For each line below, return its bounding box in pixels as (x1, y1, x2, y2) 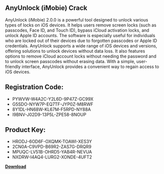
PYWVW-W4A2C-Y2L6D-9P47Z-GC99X (12, 96, 94, 102)
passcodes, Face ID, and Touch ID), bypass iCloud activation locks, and (5, 27, 149, 33)
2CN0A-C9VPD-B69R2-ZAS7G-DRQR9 (12, 144, 92, 150)
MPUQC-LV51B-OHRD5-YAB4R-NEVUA (12, 149, 92, 155)
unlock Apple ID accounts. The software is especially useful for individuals (5, 32, 156, 38)
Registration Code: (5, 83, 64, 91)
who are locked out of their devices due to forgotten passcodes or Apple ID (5, 38, 158, 43)
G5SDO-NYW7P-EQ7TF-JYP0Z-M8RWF (12, 101, 94, 107)
